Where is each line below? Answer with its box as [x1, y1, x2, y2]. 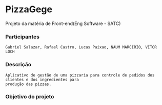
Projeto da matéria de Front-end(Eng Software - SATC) [5, 20, 121, 27]
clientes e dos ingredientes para [5, 77, 79, 82]
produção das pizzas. [5, 82, 52, 87]
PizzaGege [5, 4, 53, 15]
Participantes [5, 33, 40, 40]
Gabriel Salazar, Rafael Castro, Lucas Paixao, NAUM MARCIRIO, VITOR [5, 45, 157, 50]
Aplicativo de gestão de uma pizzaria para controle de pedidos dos [5, 72, 155, 77]
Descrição [5, 61, 32, 68]
